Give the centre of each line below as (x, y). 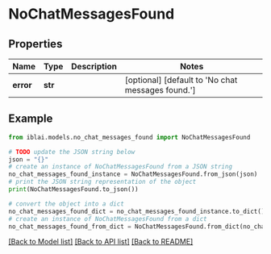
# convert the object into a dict (67, 204)
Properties (35, 44)
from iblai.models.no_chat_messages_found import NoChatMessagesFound (129, 137)
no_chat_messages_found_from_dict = (70, 227)
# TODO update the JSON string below (72, 152)
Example (31, 119)
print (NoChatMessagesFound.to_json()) (73, 189)
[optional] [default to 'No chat (181, 80)
